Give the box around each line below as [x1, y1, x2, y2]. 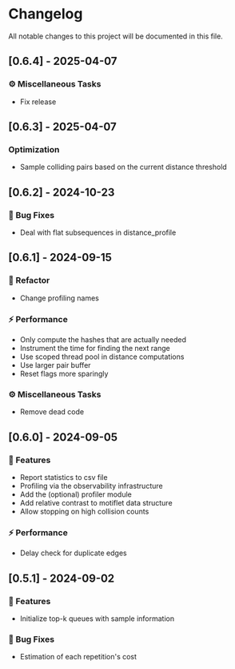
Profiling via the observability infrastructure [19, 481, 163, 490]
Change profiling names [19, 293, 100, 303]
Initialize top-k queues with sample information [19, 614, 175, 623]
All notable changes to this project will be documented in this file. [8, 31, 224, 41]
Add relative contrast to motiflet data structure [19, 498, 173, 507]
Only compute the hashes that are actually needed [19, 334, 186, 345]
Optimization [8, 143, 60, 155]
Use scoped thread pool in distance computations [19, 352, 185, 361]
